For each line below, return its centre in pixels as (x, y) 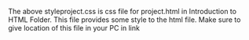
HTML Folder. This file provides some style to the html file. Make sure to (124, 20)
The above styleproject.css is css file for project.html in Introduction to (123, 11)
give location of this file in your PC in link (74, 28)
